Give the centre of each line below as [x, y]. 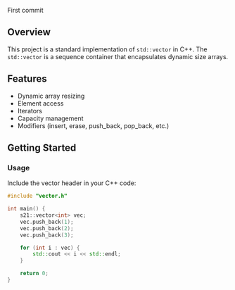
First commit [25, 10]
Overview [29, 32]
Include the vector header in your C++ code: [72, 183]
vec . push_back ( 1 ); [47, 222]
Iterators [30, 111]
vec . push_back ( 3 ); [47, 235]
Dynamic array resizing [51, 96]
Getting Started [42, 148]
